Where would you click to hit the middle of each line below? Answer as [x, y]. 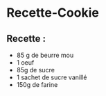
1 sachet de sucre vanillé [52, 77]
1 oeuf [25, 63]
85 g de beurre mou [45, 55]
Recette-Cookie [53, 13]
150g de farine [37, 85]
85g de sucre [35, 70]
